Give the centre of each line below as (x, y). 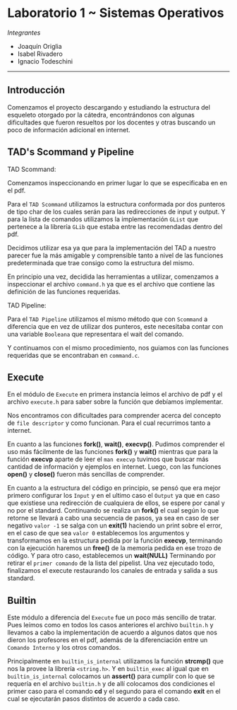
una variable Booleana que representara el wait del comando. (96, 334)
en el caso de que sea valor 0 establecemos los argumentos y (98, 533)
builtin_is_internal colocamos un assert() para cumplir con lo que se (111, 676)
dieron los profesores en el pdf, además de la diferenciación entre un (108, 640)
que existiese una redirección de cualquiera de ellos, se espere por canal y (116, 503)
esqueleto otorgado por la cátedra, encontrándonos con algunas (101, 115)
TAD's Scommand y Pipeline (71, 152)
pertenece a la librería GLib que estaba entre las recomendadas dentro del (115, 226)
